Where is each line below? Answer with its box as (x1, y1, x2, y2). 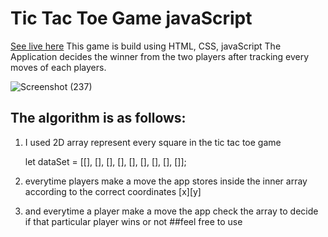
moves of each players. (10, 61, 107, 73)
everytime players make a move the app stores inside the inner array (24, 175, 308, 187)
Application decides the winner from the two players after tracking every (10, 50, 310, 62)
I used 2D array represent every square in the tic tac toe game (24, 136, 282, 148)
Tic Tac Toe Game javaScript (10, 7, 253, 30)
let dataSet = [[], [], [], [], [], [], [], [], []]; (24, 155, 187, 167)
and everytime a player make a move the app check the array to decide (24, 205, 319, 217)
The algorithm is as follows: (10, 110, 187, 127)
